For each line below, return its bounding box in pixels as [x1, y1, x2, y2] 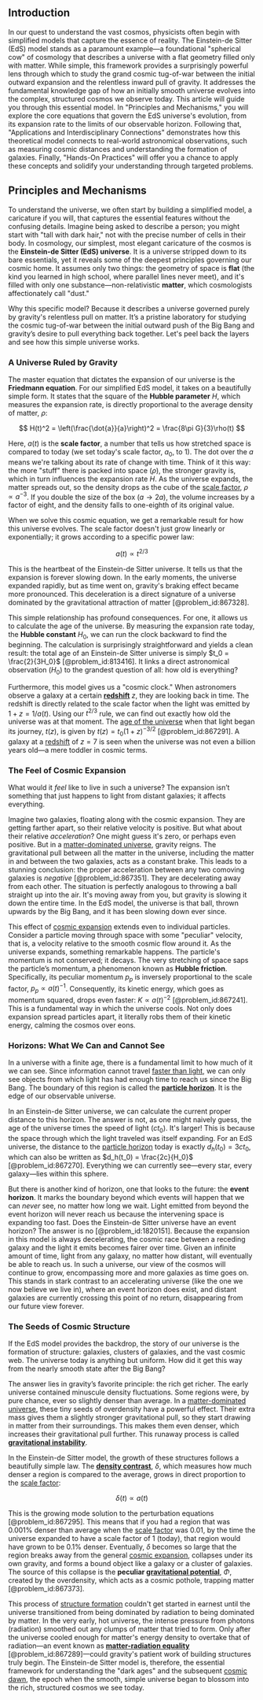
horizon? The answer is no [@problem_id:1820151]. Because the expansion [8, 1226, 250, 1235]
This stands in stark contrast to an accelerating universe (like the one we [8, 1276, 243, 1286]
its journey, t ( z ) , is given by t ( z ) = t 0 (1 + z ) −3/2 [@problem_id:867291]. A [8, 725, 240, 738]
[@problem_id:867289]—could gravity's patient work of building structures [8, 1650, 251, 1659]
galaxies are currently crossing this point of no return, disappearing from [8, 1293, 243, 1302]
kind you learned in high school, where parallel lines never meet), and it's [8, 272, 245, 281]
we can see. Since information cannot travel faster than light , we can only [8, 1066, 246, 1076]
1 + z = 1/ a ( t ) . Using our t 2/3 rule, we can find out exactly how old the [8, 707, 231, 718]
